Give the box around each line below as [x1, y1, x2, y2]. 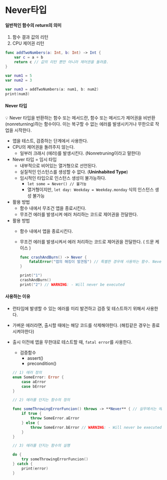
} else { [21, 420, 40, 425]
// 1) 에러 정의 [12, 370, 42, 375]
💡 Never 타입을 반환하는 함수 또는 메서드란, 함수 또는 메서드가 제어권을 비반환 [5, 115, 156, 121]
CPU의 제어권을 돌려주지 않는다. [12, 144, 75, 150]
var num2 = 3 [5, 78, 32, 82]
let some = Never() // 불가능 [27, 181, 87, 186]
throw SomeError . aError [30, 416, 80, 421]
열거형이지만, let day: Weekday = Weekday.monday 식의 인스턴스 [27, 186, 154, 192]
